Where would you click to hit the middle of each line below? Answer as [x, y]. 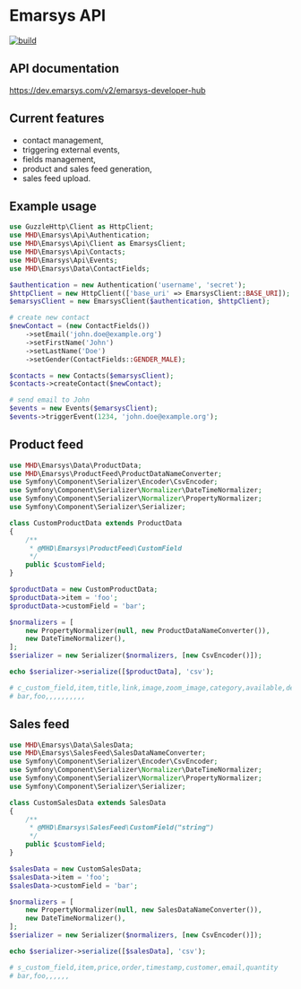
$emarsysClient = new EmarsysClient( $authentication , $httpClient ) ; [140, 301]
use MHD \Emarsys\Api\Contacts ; [68, 252]
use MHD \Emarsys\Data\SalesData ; [72, 745]
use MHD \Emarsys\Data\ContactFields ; [80, 269]
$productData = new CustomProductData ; [84, 590]
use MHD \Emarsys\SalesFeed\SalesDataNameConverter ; [107, 753]
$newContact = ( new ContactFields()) [80, 326]
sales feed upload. [56, 178]
